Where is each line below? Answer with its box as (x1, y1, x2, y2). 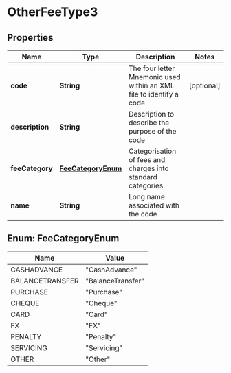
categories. (128, 181, 165, 190)
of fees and (128, 155, 166, 164)
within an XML (128, 81, 175, 90)
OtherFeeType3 (7, 4, 98, 20)
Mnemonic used (128, 72, 181, 81)
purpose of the (128, 127, 177, 136)
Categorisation (128, 146, 177, 156)
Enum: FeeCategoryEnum (7, 232, 120, 245)
